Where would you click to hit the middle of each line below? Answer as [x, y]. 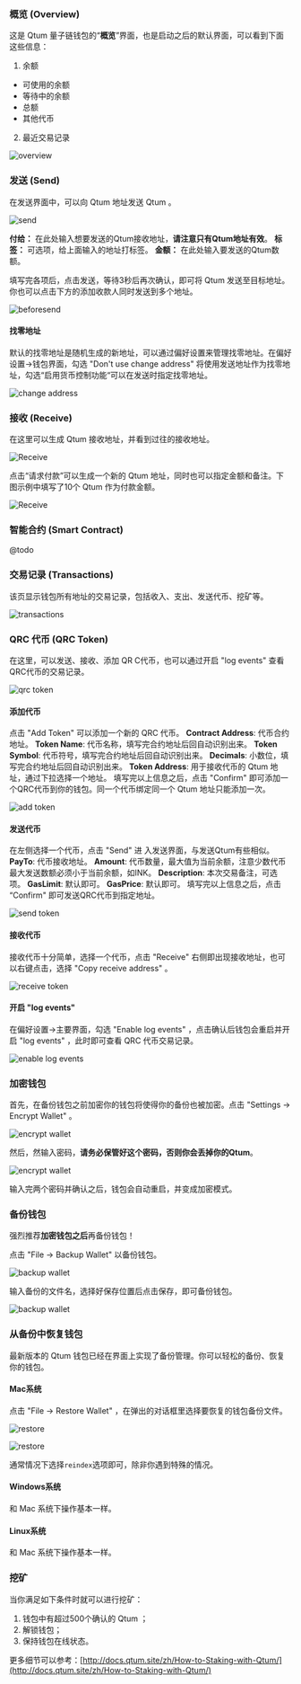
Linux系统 [28, 1530]
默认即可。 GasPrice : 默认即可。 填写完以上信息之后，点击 [173, 884]
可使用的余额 [46, 85]
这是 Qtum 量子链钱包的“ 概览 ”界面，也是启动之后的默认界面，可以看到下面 [147, 35]
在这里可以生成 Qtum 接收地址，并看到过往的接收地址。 [112, 439]
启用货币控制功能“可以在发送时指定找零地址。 [129, 375]
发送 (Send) [34, 181]
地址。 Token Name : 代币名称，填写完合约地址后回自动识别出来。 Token [143, 744]
